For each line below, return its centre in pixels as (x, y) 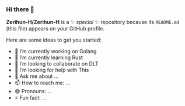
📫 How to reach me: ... (42, 83)
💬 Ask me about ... (36, 76)
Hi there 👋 (20, 9)
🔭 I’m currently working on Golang (55, 52)
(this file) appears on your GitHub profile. (55, 29)
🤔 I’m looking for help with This (52, 70)
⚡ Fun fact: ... (30, 98)
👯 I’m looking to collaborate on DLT (57, 64)
